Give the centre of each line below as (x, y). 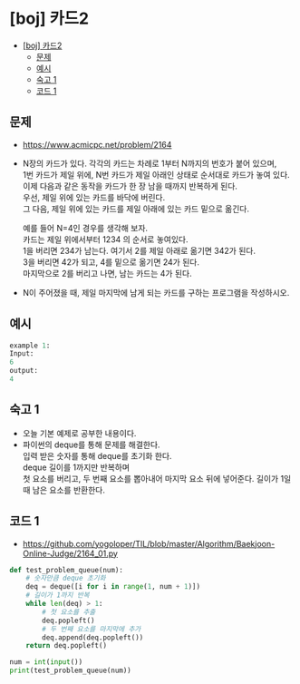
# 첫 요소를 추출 (69, 612)
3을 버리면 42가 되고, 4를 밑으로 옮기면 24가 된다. (111, 262)
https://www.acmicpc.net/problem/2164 (97, 144)
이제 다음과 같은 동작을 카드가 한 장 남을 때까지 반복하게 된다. (130, 186)
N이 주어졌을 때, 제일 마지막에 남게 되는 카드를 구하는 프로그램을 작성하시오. (156, 292)
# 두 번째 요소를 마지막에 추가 (92, 629)
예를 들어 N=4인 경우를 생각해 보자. (85, 228)
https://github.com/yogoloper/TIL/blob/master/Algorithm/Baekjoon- (149, 543)
